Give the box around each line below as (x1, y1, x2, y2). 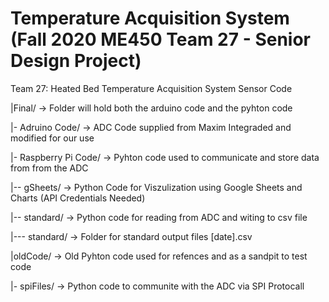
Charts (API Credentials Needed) (10, 192, 146, 204)
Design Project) (10, 50, 142, 72)
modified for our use (10, 132, 95, 144)
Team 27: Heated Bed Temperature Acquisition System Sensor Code (10, 82, 293, 94)
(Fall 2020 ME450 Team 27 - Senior (10, 28, 311, 51)
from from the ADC (10, 162, 89, 174)
